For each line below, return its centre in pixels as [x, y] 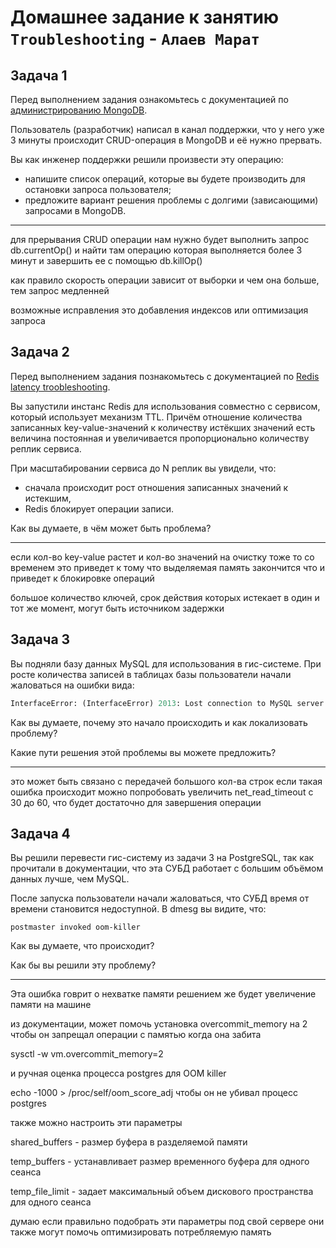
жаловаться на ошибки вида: [72, 685]
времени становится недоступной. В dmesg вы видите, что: [138, 909]
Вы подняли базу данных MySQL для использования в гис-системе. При [166, 663]
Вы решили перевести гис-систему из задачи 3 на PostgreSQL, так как [162, 858]
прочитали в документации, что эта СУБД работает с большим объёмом [167, 868]
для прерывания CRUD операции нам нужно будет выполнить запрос [160, 239]
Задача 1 [39, 75]
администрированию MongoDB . [79, 110]
